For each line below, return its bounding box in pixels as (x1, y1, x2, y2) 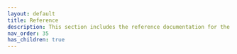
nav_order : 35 (7, 29, 50, 37)
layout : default (7, 10, 55, 18)
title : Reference (7, 17, 59, 24)
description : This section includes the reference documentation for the (7, 23, 231, 30)
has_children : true (7, 36, 65, 43)
